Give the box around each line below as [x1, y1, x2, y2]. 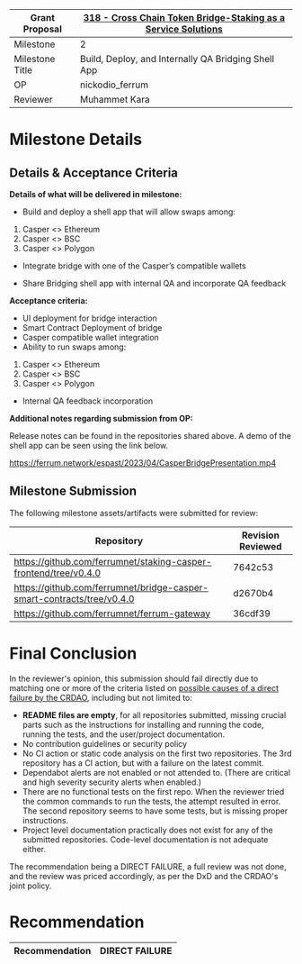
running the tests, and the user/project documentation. [22, 729, 226, 740]
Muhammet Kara [79, 94, 150, 105]
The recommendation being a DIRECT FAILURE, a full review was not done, [9, 860, 288, 872]
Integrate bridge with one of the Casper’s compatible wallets [22, 260, 247, 271]
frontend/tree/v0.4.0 [13, 567, 102, 579]
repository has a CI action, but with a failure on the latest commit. [22, 757, 264, 768]
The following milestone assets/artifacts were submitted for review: [9, 507, 259, 518]
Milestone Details [9, 130, 142, 150]
